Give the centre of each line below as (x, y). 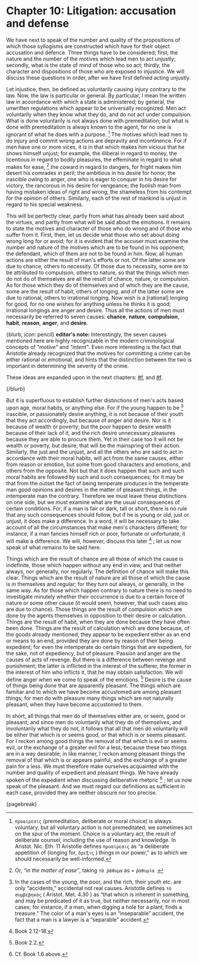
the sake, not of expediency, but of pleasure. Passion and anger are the (93, 653)
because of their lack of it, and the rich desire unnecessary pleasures (91, 433)
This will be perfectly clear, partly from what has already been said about (95, 216)
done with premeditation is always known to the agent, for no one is (89, 127)
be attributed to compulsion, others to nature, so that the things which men (97, 273)
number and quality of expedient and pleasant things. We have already (92, 773)
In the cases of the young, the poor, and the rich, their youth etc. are (98, 882)
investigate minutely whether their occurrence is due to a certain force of (95, 596)
